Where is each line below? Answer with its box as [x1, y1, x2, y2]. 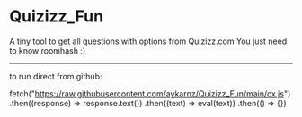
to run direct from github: [9, 71, 102, 81]
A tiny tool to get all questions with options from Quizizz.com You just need [9, 36, 288, 46]
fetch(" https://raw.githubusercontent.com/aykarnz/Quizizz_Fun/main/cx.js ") [9, 88, 291, 99]
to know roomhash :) [9, 45, 86, 55]
